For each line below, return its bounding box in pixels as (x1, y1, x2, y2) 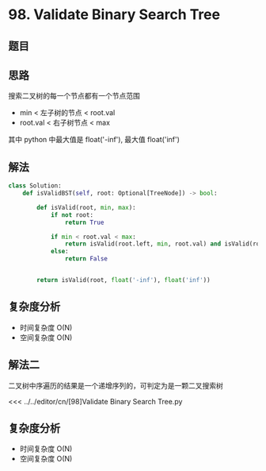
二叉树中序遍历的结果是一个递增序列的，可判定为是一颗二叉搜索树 (8, 380, 223, 390)
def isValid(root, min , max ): (36, 203, 136, 211)
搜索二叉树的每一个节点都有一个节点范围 (8, 91, 140, 101)
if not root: (50, 210, 93, 219)
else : (50, 248, 69, 256)
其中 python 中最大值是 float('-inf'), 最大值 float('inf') (8, 135, 180, 145)
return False (64, 255, 108, 263)
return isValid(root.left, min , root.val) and (64, 240, 222, 248)
